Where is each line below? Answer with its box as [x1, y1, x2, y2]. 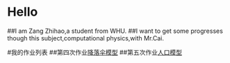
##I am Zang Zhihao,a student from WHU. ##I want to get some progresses [7, 27, 224, 35]
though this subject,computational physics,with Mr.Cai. [7, 34, 165, 42]
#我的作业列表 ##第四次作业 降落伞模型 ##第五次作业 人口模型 [7, 48, 183, 56]
